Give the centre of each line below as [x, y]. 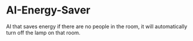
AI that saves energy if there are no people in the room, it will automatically [97, 26]
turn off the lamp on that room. [43, 32]
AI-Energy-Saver [48, 10]
